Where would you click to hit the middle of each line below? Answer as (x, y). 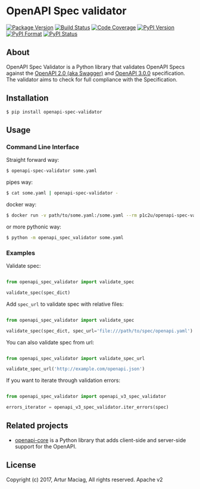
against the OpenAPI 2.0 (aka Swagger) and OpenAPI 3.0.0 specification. (96, 73)
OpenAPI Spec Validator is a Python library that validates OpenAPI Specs (96, 67)
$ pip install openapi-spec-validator (54, 112)
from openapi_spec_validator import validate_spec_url (76, 358)
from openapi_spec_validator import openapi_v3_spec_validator (86, 397)
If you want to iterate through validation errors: (63, 380)
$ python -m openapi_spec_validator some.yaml (65, 237)
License (21, 465)
